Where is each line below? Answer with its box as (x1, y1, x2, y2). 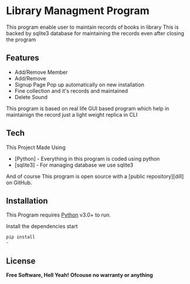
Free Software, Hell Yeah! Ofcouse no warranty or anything (6, 271, 154, 278)
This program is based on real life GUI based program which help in (6, 104, 169, 112)
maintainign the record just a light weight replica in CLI (6, 111, 138, 118)
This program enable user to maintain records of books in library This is (6, 23, 179, 31)
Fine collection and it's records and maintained (14, 87, 128, 94)
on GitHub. (6, 179, 32, 186)
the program (6, 36, 36, 43)
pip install (6, 234, 35, 240)
